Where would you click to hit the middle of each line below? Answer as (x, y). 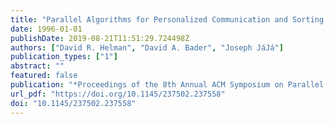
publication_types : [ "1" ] (64, 57)
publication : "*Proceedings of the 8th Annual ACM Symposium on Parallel (167, 85)
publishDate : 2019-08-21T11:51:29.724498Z (100, 38)
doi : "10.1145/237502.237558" (73, 103)
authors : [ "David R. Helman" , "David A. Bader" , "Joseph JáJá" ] (147, 47)
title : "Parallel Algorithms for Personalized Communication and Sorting (167, 19)
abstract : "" (37, 66)
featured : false (44, 76)
